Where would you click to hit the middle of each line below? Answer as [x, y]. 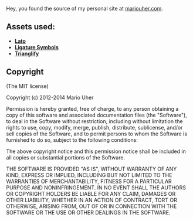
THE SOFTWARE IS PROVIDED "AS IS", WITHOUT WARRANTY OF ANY [92, 169]
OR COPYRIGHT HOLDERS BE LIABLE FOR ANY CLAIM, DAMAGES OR [91, 193]
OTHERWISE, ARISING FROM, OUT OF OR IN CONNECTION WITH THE [92, 206]
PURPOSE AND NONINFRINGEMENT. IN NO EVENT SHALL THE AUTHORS [96, 188]
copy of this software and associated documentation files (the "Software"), [97, 115]
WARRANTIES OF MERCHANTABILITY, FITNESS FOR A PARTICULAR [89, 181]
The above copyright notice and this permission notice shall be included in [96, 151]
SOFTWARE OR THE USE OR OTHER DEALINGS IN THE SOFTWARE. [88, 212]
